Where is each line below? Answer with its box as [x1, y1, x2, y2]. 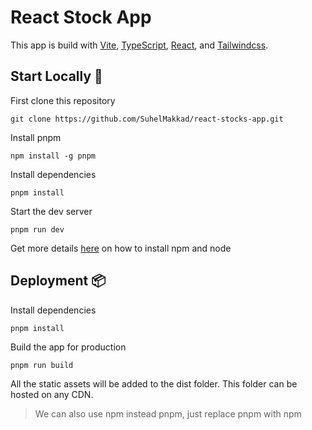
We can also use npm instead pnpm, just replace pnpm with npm [34, 407, 302, 420]
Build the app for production [10, 341, 127, 353]
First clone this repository [10, 94, 116, 106]
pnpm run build [10, 360, 74, 370]
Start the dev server [10, 205, 93, 217]
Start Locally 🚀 [10, 68, 103, 85]
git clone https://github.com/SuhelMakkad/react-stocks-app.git [10, 114, 284, 124]
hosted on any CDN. [10, 388, 94, 400]
